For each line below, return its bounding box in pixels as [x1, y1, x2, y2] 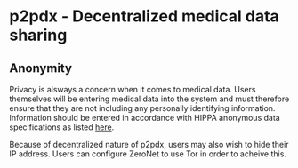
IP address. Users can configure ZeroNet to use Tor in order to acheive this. [9, 148, 287, 159]
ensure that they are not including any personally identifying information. [9, 103, 276, 113]
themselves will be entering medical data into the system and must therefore [9, 93, 290, 104]
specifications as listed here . [9, 122, 115, 132]
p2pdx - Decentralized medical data [9, 6, 280, 27]
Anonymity [9, 60, 73, 76]
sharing [9, 25, 68, 45]
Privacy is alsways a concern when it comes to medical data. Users [9, 84, 256, 94]
